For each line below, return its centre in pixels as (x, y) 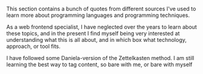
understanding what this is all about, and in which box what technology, (97, 40)
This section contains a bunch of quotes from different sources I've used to (101, 9)
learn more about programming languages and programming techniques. (98, 15)
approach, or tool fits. (34, 46)
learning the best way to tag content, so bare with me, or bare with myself (99, 64)
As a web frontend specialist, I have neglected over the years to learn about (102, 27)
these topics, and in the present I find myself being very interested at (93, 33)
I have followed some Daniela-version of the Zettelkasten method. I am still (100, 58)
